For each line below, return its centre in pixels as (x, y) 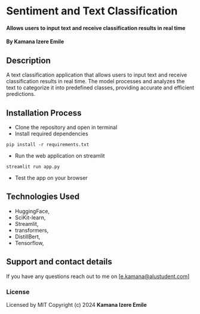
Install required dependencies (51, 134)
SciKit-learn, (30, 218)
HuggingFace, (32, 211)
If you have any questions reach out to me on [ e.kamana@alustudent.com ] (98, 276)
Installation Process (44, 113)
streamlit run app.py (33, 167)
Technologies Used (43, 197)
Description (28, 60)
